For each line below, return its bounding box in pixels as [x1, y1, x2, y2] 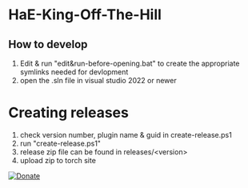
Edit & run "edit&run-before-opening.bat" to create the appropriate [19, 58, 240, 68]
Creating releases [8, 104, 130, 122]
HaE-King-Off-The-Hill [8, 6, 162, 24]
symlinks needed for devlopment [19, 67, 129, 77]
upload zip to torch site [19, 155, 96, 165]
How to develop [8, 38, 88, 51]
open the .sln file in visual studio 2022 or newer [19, 76, 178, 85]
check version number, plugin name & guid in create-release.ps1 [19, 130, 232, 139]
